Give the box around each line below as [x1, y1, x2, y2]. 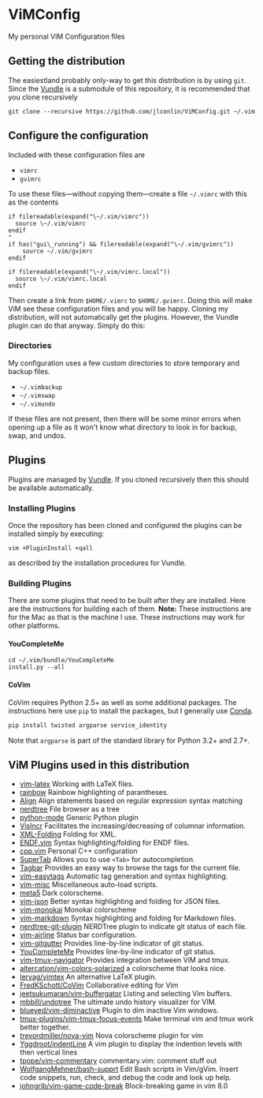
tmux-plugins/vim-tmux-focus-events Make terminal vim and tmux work [19, 1014, 254, 1024]
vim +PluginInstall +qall [8, 544, 93, 552]
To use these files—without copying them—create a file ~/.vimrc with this [8, 189, 248, 198]
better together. [19, 1022, 71, 1032]
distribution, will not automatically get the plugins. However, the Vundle [8, 312, 239, 321]
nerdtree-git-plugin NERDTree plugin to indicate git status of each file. [19, 922, 247, 931]
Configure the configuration [8, 129, 149, 143]
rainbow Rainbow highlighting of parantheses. [19, 788, 169, 797]
